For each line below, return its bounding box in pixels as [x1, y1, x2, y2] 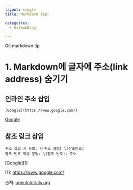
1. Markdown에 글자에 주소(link [5, 62, 128, 72]
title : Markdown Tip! [5, 12, 50, 17]
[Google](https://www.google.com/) [5, 108, 78, 113]
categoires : [5, 21, 29, 25]
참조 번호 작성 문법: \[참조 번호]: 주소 [5, 151, 77, 157]
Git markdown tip [5, 43, 40, 49]
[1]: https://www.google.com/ [5, 169, 65, 175]
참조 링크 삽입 [5, 132, 44, 140]
